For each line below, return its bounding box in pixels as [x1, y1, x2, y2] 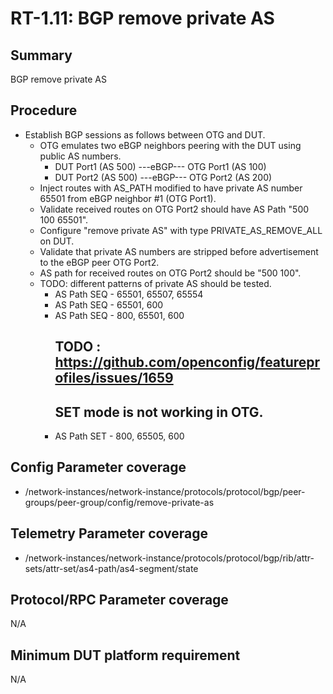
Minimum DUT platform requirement [10, 647, 241, 664]
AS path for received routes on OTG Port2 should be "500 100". [39, 267, 302, 279]
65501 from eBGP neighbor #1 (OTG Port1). [39, 192, 217, 204]
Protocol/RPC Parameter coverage [10, 592, 229, 609]
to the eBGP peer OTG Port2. [39, 256, 160, 268]
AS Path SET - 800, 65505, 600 [54, 430, 185, 442]
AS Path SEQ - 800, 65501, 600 [54, 309, 185, 321]
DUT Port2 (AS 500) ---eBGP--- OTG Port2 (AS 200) [54, 171, 273, 183]
